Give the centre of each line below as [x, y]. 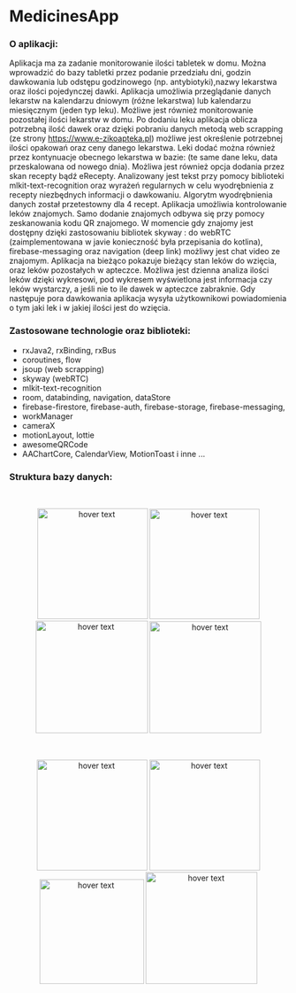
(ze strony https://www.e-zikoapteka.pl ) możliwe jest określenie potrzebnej [146, 138]
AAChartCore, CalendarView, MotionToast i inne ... [114, 454]
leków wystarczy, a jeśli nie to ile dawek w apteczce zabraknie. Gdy [133, 289]
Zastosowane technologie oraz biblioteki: [100, 331]
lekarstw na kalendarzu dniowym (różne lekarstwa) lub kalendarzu [130, 101]
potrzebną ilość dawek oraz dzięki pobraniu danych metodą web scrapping [146, 129]
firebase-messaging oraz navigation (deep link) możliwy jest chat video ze [145, 252]
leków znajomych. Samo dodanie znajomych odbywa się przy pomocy [137, 213]
